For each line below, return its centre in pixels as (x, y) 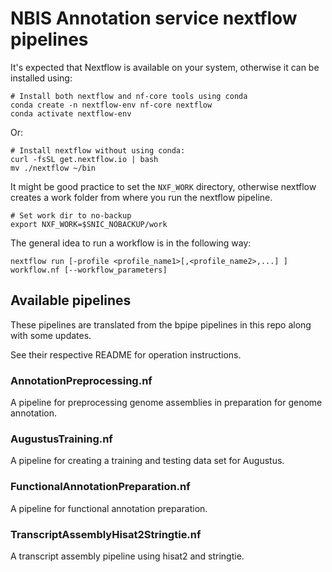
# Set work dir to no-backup (71, 215)
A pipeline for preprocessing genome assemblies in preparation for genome (166, 403)
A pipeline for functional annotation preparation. (109, 508)
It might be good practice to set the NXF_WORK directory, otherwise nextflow (163, 186)
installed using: (41, 78)
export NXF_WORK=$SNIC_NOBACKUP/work (89, 224)
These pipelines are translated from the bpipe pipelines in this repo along (161, 324)
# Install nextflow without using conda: (98, 150)
